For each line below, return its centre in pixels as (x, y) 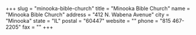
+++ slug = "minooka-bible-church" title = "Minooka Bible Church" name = (98, 8)
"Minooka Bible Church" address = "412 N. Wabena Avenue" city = (88, 15)
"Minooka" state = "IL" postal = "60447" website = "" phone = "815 (88, 21)
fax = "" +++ (38, 27)
